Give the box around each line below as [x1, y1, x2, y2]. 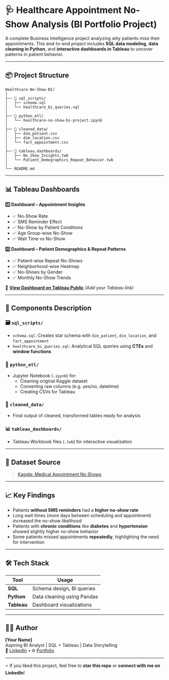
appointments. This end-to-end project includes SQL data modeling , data [5, 40, 158, 46]
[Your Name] [5, 637, 33, 643]
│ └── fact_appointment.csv [5, 140, 69, 145]
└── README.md [5, 166, 35, 171]
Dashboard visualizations [32, 601, 92, 608]
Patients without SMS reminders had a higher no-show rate [12, 507, 139, 513]
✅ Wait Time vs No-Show [12, 235, 65, 242]
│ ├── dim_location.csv [5, 135, 59, 140]
